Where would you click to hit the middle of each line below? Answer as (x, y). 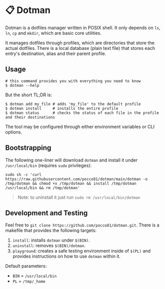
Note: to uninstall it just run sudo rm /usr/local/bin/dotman (79, 197)
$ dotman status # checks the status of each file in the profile (82, 113)
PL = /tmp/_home (29, 281)
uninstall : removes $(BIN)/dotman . (49, 246)
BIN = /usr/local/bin (35, 276)
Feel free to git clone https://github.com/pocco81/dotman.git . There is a (82, 225)
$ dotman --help (22, 85)
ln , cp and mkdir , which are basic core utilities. (53, 33)
